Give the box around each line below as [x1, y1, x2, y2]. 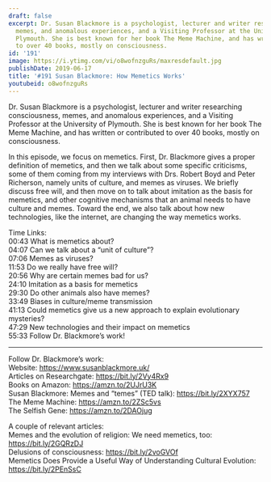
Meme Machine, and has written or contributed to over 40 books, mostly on [8, 127, 260, 137]
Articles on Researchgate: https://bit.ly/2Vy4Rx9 [8, 371, 169, 381]
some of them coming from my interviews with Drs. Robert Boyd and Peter [8, 169, 256, 179]
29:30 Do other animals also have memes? [8, 288, 151, 298]
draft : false [8, 11, 52, 20]
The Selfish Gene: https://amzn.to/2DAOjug [8, 405, 153, 415]
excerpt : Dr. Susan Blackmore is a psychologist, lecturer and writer [8, 19, 251, 27]
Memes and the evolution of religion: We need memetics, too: [8, 429, 213, 439]
